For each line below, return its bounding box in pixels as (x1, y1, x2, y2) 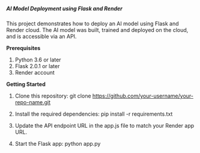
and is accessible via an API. (6, 33, 77, 40)
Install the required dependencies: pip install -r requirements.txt (14, 110, 173, 117)
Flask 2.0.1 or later (14, 62, 60, 69)
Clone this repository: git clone (14, 92, 91, 99)
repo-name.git (14, 98, 51, 105)
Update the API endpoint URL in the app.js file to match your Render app (14, 122, 195, 129)
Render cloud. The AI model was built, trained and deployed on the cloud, (6, 26, 189, 33)
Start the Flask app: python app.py (14, 140, 101, 147)
